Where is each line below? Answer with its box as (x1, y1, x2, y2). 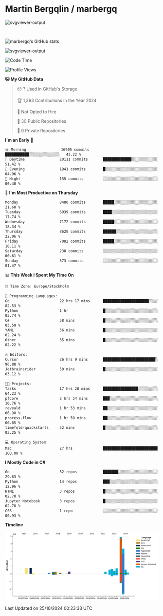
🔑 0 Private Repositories (17, 128, 66, 134)
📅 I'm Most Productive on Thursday (5, 190, 78, 195)
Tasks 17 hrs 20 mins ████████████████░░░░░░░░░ (5, 386, 158, 391)
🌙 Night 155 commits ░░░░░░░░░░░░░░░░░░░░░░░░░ (5, 176, 158, 181)
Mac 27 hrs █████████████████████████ (5, 446, 158, 451)
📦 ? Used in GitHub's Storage (17, 86, 78, 92)
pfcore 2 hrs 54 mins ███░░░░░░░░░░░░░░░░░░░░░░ (5, 396, 158, 401)
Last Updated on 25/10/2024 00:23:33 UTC (5, 605, 92, 611)
